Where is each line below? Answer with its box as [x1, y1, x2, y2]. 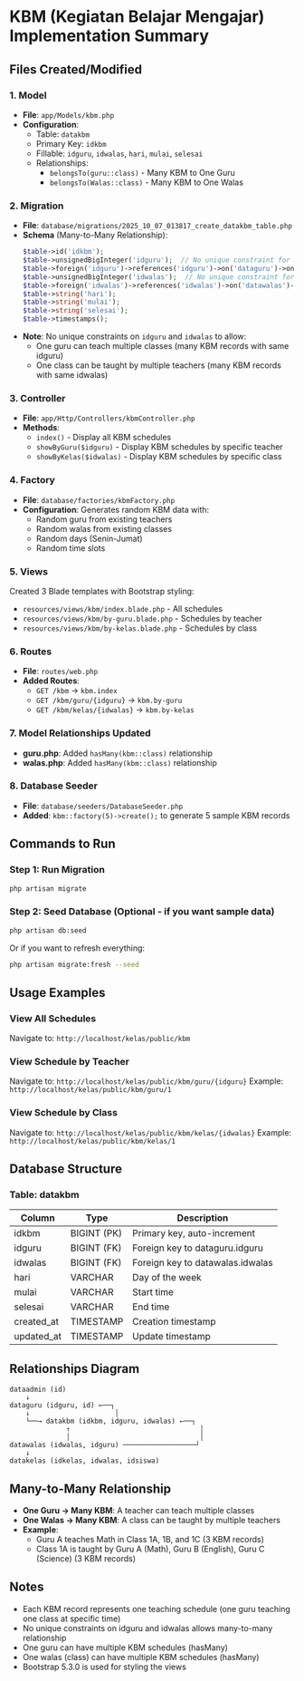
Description [176, 1212, 229, 1224]
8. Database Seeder [9, 779, 98, 792]
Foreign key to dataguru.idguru [132, 1241, 264, 1254]
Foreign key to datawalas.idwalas [132, 1257, 273, 1270]
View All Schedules [9, 1012, 97, 1025]
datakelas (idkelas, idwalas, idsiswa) [9, 1456, 160, 1465]
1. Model [9, 89, 47, 101]
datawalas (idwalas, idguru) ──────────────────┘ [9, 1441, 201, 1450]
